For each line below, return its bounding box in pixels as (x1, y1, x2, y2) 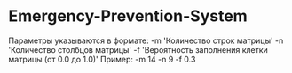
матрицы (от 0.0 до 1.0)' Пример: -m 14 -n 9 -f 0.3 (8, 54, 196, 64)
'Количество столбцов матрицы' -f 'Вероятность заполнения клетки (8, 44, 268, 55)
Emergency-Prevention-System (8, 6, 248, 26)
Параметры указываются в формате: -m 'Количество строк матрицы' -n (8, 35, 284, 46)
